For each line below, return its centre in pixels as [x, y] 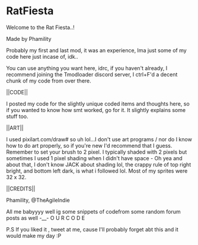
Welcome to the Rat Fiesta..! [41, 27]
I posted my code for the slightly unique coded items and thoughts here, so [98, 104]
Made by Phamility [29, 39]
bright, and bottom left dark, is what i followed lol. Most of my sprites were [97, 171]
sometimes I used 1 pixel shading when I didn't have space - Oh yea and [94, 158]
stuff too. [17, 116]
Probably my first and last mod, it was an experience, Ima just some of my [96, 50]
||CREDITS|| [21, 189]
